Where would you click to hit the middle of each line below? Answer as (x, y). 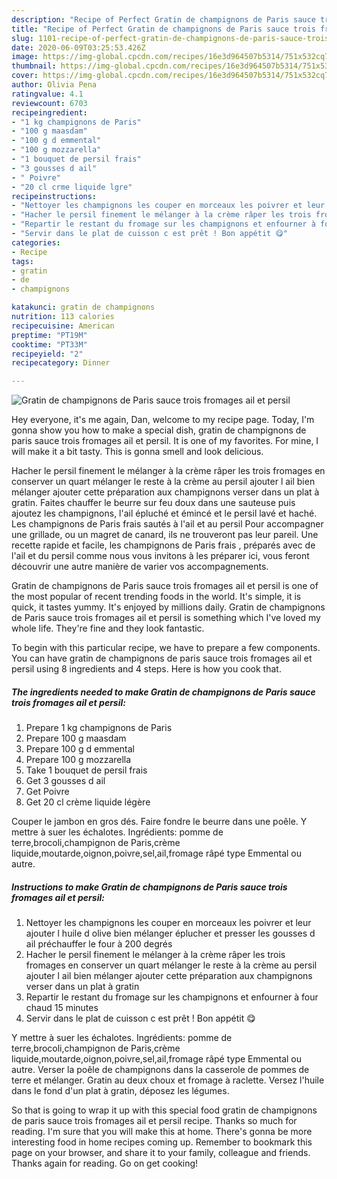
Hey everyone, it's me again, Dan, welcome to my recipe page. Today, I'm (163, 420)
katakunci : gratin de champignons (83, 307)
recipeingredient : (49, 112)
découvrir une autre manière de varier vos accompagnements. (140, 567)
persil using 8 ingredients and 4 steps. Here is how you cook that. (146, 669)
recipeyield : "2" (47, 354)
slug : (22, 38)
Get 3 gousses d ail (65, 781)
